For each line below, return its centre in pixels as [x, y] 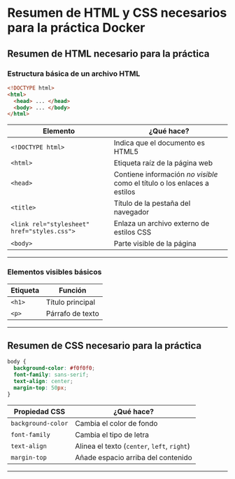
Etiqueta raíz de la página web [163, 163]
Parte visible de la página [155, 244]
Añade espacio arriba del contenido [133, 457]
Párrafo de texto [72, 313]
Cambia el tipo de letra [112, 434]
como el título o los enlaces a [162, 183]
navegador [131, 212]
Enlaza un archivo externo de [162, 223]
